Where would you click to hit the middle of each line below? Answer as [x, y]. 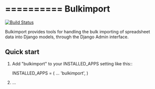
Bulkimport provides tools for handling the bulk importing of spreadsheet [77, 31]
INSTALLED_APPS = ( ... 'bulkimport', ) [50, 73]
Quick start [22, 52]
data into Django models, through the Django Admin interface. [67, 37]
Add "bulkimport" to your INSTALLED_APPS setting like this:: [72, 63]
